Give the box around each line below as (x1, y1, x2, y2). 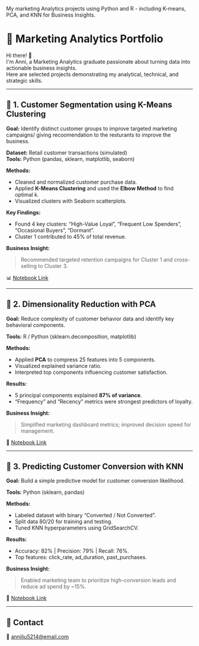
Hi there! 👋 (6, 52, 33, 59)
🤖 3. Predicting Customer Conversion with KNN (6, 461, 184, 471)
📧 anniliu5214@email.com (6, 633, 69, 641)
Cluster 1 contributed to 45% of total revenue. (14, 233, 126, 240)
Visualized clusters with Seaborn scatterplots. (14, 197, 127, 204)
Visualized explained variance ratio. (14, 362, 102, 369)
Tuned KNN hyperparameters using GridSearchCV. (14, 524, 139, 531)
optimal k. (14, 191, 39, 198)
